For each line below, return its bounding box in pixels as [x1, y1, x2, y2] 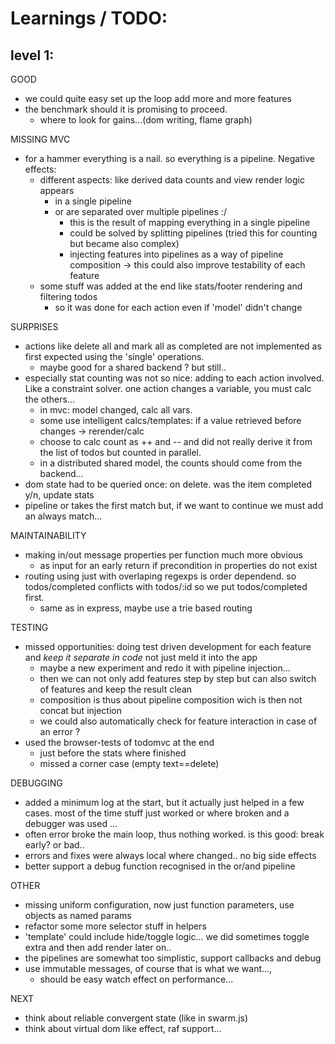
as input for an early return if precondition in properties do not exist [39, 560, 318, 571]
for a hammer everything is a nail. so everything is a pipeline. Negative [24, 153, 315, 164]
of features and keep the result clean [39, 683, 193, 695]
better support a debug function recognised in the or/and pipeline [24, 860, 296, 872]
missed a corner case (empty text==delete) [39, 758, 220, 769]
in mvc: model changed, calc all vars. [39, 404, 193, 416]
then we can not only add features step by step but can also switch [39, 673, 317, 684]
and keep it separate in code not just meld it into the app [24, 652, 258, 663]
